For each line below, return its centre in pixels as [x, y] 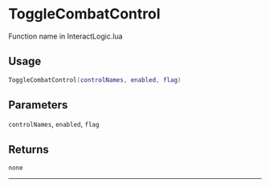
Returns [29, 149]
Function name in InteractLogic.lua [65, 36]
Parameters [38, 105]
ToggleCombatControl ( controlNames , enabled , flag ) [95, 80]
